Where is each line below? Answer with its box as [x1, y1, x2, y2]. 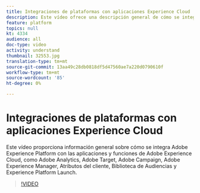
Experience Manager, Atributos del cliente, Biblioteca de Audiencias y [6, 162, 177, 169]
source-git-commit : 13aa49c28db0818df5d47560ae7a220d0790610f [6, 64, 164, 70]
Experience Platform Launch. [6, 169, 77, 176]
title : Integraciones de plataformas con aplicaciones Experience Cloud [6, 8, 190, 15]
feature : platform [6, 20, 52, 26]
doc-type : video [6, 42, 46, 48]
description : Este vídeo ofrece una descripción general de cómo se [6, 14, 180, 20]
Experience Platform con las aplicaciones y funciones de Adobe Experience [6, 150, 192, 157]
